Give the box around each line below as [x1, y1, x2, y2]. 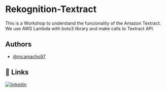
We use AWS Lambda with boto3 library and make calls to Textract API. [5, 25, 154, 31]
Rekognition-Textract [5, 4, 97, 15]
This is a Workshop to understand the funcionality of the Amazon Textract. [5, 20, 161, 26]
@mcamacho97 [12, 53, 46, 59]
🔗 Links [5, 68, 29, 76]
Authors [5, 40, 32, 49]
